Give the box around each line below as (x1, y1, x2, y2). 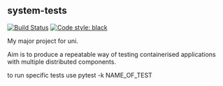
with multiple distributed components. (7, 58, 117, 66)
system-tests (7, 5, 68, 17)
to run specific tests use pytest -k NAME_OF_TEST (7, 71, 152, 79)
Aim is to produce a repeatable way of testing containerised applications (7, 50, 216, 58)
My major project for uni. (7, 37, 79, 45)
